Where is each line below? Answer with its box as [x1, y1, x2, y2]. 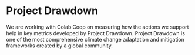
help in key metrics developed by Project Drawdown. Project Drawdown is [6, 29, 185, 36]
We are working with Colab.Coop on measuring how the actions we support [6, 23, 189, 30]
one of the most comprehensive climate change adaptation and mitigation [6, 36, 185, 43]
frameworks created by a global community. [6, 42, 113, 49]
